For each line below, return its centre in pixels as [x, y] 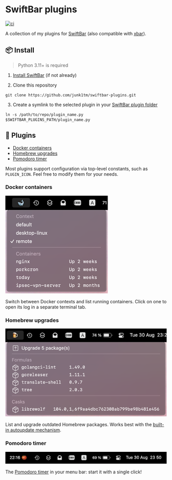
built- [158, 425]
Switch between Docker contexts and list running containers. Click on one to [86, 301]
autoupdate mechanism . [36, 430]
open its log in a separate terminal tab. [46, 307]
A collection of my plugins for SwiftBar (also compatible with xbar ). [76, 33]
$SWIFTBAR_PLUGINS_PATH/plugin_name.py [48, 120]
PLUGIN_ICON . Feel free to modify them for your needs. [62, 174]
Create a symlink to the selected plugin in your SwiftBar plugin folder [85, 105]
